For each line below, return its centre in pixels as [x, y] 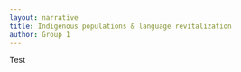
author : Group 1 [40, 34]
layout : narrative [44, 18]
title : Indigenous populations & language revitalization [120, 26]
